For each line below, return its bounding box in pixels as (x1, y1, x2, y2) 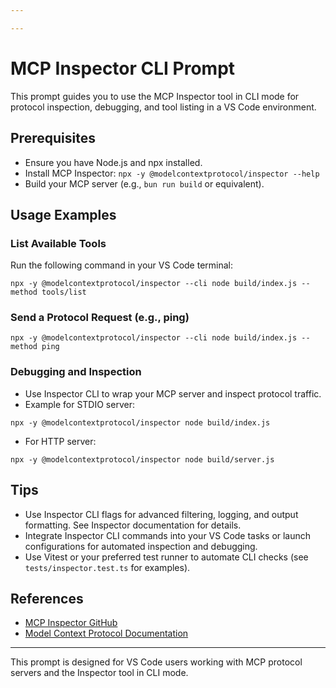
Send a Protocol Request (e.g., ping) (10, 311, 190, 325)
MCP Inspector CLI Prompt (10, 57, 236, 80)
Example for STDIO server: (24, 398, 135, 410)
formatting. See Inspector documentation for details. (24, 519, 242, 531)
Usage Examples (10, 206, 117, 223)
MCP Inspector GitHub (24, 617, 118, 629)
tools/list (41, 287, 87, 298)
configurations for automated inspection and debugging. (24, 540, 258, 552)
